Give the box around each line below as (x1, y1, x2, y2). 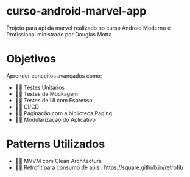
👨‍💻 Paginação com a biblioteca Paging (15, 109, 113, 116)
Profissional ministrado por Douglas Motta (6, 30, 112, 38)
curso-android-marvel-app (6, 4, 147, 18)
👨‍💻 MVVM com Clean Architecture (15, 157, 102, 164)
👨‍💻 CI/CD (15, 103, 40, 110)
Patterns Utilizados (6, 138, 105, 151)
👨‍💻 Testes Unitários (15, 84, 65, 91)
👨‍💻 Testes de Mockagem (15, 90, 78, 98)
